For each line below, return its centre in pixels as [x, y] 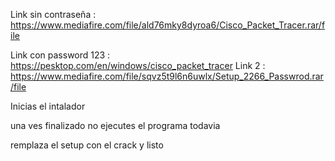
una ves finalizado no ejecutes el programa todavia [115, 125]
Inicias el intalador [48, 106]
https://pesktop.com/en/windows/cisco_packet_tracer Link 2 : [138, 65]
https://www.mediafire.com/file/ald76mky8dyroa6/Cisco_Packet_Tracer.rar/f [168, 25]
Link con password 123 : [60, 55]
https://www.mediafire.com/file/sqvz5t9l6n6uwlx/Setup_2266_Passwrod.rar [167, 76]
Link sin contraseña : [53, 14]
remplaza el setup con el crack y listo [87, 145]
